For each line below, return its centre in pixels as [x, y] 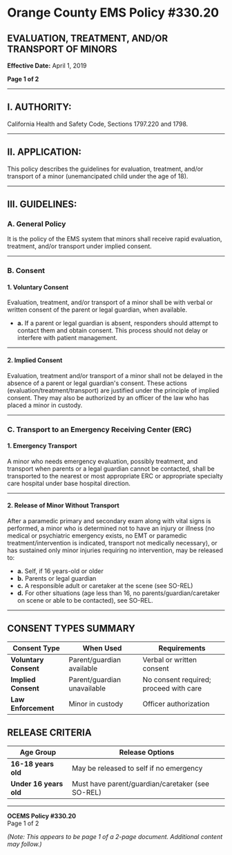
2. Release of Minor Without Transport [63, 505]
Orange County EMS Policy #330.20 [113, 13]
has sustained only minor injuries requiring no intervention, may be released [115, 550]
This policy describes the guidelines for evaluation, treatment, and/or [105, 169]
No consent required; [177, 679]
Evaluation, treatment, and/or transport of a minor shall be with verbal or [110, 303]
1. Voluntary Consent [38, 287]
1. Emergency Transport [42, 446]
